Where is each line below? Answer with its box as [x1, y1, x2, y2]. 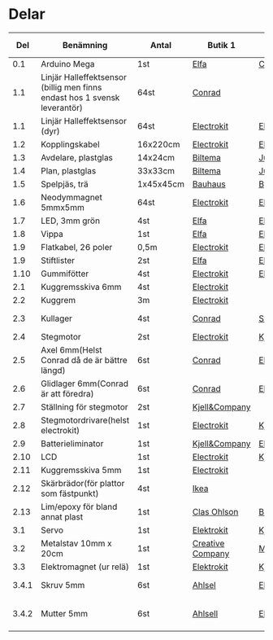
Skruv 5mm [40, 579, 85, 590]
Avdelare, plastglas [40, 151, 114, 163]
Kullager [40, 313, 73, 324]
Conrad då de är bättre [40, 354, 128, 366]
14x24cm [136, 151, 175, 163]
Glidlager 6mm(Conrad [40, 378, 128, 389]
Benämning [62, 39, 108, 50]
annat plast [40, 511, 84, 522]
